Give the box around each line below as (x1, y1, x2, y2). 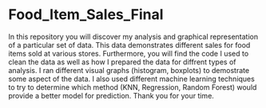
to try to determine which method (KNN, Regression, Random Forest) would (8, 82, 257, 92)
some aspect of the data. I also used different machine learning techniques (8, 74, 256, 83)
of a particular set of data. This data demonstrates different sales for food (8, 40, 251, 49)
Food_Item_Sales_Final (8, 6, 164, 24)
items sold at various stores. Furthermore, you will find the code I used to (8, 48, 249, 58)
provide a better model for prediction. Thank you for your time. (8, 91, 214, 100)
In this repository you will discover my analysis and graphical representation (8, 32, 258, 41)
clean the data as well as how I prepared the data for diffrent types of (8, 57, 236, 67)
